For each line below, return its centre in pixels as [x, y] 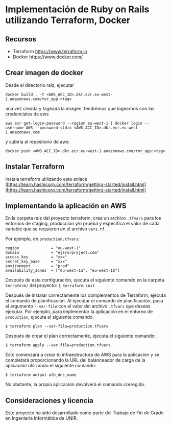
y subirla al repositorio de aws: [38, 141]
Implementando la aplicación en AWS [66, 206]
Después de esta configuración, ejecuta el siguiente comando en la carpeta [85, 280]
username [15, 128]
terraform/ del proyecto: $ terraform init [50, 286]
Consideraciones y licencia [49, 400]
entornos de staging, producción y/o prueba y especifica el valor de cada [82, 224]
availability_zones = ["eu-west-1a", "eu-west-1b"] [63, 271]
